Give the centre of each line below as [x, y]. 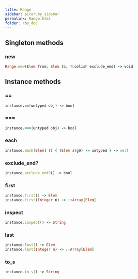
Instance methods [33, 82]
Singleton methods [34, 42]
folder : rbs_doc [21, 23]
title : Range [18, 9]
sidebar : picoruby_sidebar [32, 14]
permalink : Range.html [28, 18]
